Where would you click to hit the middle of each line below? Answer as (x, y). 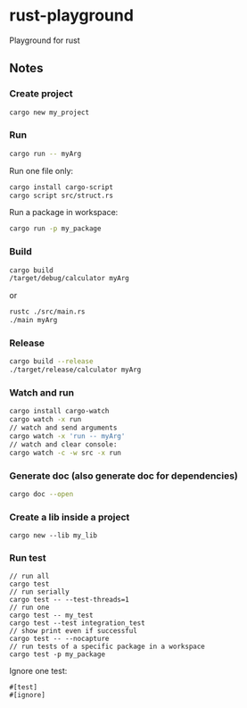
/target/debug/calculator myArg (69, 279)
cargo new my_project (49, 112)
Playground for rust (45, 40)
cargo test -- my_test (51, 616)
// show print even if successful (74, 631)
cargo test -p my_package (57, 654)
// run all (29, 577)
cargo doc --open (41, 494)
